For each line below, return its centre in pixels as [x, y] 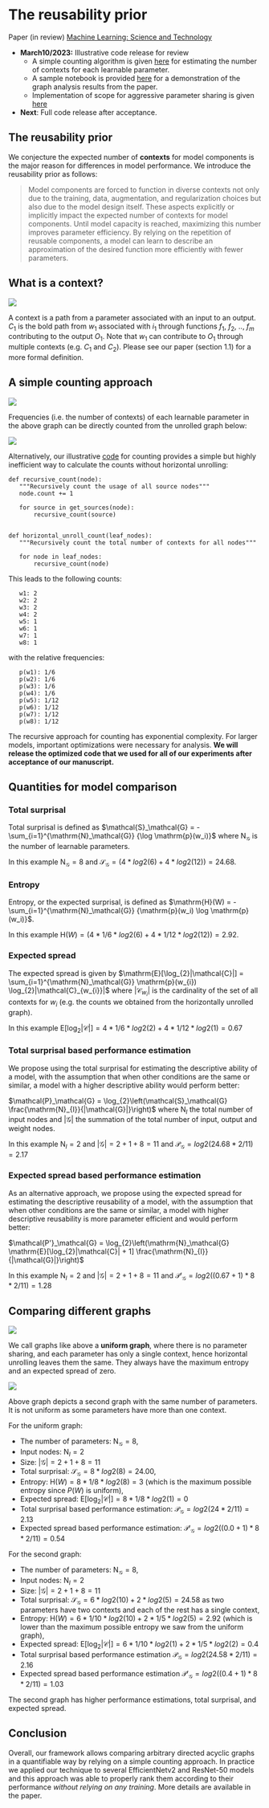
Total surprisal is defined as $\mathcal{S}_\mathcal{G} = [102, 827]
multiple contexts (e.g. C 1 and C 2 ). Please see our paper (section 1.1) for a [130, 348]
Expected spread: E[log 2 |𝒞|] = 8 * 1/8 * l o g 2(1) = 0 [104, 1500]
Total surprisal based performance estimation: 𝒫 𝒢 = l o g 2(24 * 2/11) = [134, 1510]
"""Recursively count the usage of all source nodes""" [114, 486]
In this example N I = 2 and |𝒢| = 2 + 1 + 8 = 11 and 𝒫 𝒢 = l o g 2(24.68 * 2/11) [131, 1145]
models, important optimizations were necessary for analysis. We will [123, 745]
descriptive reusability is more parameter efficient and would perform [123, 1218]
